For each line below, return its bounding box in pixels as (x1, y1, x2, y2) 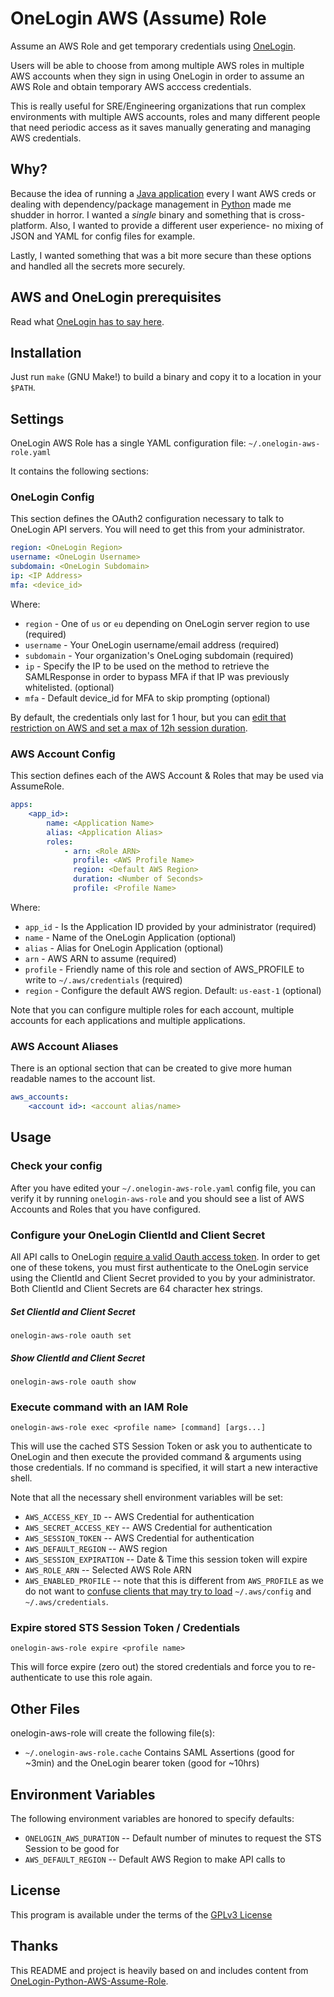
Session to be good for (24, 1843, 120, 1855)
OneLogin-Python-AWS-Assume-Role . (10, 1975, 169, 1987)
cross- (278, 208, 306, 221)
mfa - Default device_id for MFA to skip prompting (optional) (24, 692, 271, 704)
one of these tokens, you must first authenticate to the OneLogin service (10, 1261, 309, 1273)
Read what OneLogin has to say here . (10, 315, 165, 327)
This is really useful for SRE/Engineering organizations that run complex (10, 100, 307, 112)
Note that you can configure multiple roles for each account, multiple (10, 1003, 295, 1016)
